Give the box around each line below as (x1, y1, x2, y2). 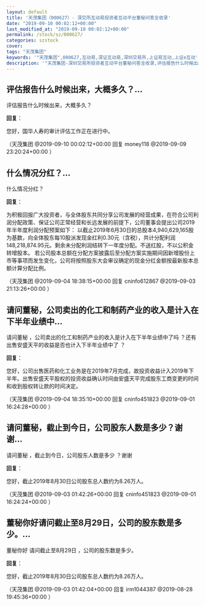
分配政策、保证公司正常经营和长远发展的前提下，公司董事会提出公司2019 (11, 219, 195, 226)
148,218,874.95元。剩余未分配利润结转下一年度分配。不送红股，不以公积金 (6, 242, 194, 249)
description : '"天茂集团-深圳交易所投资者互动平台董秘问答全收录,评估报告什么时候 (6, 60, 194, 66)
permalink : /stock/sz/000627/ (6, 32, 84, 38)
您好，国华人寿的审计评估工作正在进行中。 (6, 128, 113, 135)
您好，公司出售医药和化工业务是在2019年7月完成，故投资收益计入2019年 (6, 367, 189, 374)
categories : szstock (6, 37, 59, 43)
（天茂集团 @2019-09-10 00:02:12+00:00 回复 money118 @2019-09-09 (6, 141, 187, 148)
